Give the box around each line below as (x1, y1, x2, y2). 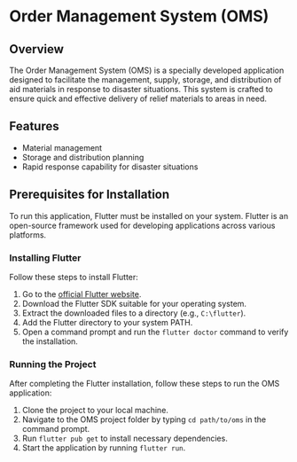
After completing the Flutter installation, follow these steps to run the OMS (9, 379, 280, 389)
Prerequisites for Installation (9, 187, 170, 202)
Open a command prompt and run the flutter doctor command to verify (21, 326, 289, 337)
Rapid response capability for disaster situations (21, 161, 199, 172)
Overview (9, 42, 65, 57)
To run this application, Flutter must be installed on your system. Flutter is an (9, 210, 289, 221)
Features (9, 119, 59, 134)
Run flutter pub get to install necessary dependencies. (21, 433, 228, 444)
